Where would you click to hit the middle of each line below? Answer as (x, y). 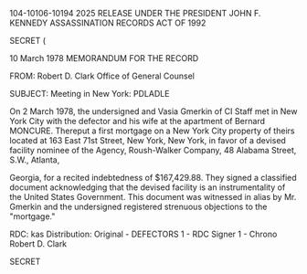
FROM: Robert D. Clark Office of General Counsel (102, 76)
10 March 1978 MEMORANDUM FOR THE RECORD (104, 58)
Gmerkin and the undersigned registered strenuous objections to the (138, 206)
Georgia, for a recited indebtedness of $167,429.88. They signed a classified (153, 178)
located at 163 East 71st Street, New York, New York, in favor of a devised (148, 140)
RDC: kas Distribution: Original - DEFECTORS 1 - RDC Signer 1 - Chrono (143, 234)
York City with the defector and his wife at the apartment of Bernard (138, 121)
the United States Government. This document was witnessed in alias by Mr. (153, 197)
